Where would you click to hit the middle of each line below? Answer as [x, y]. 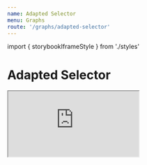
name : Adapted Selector [42, 14]
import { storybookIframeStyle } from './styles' [73, 47]
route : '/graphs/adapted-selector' [59, 27]
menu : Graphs [26, 20]
